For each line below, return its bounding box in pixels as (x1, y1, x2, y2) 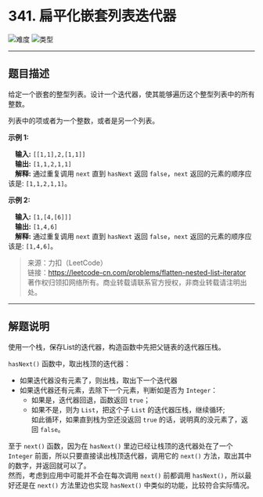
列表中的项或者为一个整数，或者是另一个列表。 (8, 115, 159, 125)
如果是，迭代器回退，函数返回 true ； (31, 395, 151, 404)
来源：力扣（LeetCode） (27, 258, 107, 267)
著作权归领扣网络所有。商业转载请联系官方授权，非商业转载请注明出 (27, 278, 247, 287)
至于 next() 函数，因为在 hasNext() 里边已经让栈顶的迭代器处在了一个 (8, 441, 233, 451)
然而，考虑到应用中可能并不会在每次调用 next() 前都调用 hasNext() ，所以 (8, 470, 245, 480)
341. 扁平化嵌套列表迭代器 (8, 7, 177, 25)
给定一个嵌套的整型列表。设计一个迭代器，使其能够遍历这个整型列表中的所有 (8, 89, 255, 99)
